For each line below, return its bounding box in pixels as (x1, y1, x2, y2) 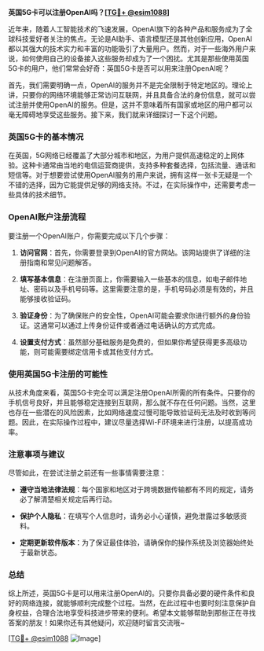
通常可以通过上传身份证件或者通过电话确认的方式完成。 (40, 320, 220, 329)
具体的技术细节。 (14, 190, 71, 200)
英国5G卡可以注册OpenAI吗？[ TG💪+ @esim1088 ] (8, 8, 170, 17)
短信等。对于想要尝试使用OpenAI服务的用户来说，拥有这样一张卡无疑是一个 (8, 171, 253, 180)
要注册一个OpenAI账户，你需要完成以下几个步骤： (8, 231, 170, 241)
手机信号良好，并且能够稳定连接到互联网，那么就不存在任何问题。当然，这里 (8, 397, 256, 407)
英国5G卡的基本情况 (8, 131, 84, 142)
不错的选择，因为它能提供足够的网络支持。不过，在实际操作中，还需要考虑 (8, 180, 249, 189)
